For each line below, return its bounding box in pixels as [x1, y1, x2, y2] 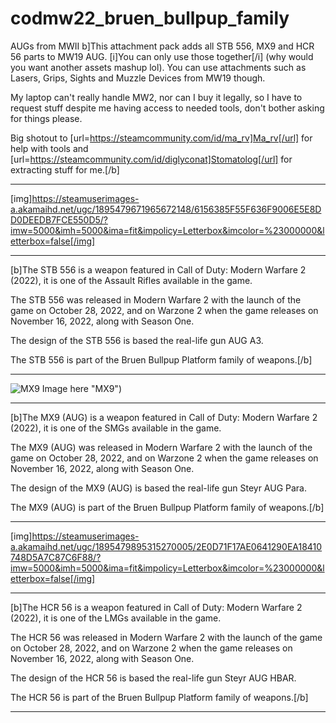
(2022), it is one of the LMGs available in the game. [10, 612, 222, 624]
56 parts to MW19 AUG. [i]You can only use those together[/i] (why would [10, 50, 314, 62]
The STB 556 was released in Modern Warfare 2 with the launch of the [10, 293, 302, 306]
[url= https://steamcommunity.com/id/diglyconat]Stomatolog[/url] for [10, 153, 293, 165]
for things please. [10, 112, 83, 124]
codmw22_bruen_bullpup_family [10, 7, 290, 30]
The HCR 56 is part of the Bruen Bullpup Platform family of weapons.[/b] [10, 691, 309, 703]
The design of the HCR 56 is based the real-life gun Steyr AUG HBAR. [10, 672, 297, 684]
